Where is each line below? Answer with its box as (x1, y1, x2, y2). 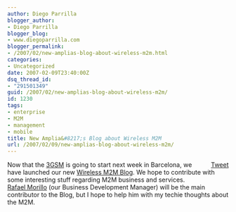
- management (7, 121, 46, 129)
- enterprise (7, 108, 46, 116)
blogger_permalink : (7, 43, 65, 50)
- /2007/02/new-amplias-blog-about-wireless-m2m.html (7, 50, 169, 57)
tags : (7, 102, 23, 109)
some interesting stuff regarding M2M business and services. (7, 175, 185, 184)
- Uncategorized (7, 63, 55, 70)
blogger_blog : (7, 30, 49, 37)
